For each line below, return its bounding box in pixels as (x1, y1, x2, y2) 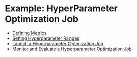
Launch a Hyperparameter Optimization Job (12, 40, 104, 46)
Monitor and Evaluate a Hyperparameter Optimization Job (12, 46, 132, 52)
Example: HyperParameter (5, 3, 118, 14)
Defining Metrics (12, 30, 47, 36)
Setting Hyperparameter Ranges (12, 35, 80, 41)
